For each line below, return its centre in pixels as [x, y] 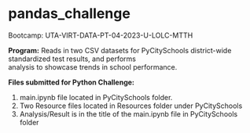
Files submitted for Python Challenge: [72, 82]
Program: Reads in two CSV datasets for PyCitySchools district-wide [120, 50]
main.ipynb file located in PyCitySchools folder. [96, 97]
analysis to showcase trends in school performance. [93, 66]
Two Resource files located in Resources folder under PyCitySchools [131, 106]
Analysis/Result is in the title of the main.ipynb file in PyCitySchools [129, 113]
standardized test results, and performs [72, 59]
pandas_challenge [70, 14]
